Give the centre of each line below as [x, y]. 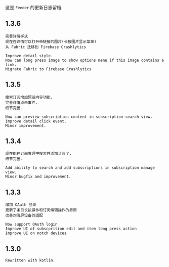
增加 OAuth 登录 [21, 205]
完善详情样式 [17, 36]
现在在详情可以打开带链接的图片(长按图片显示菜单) [51, 41]
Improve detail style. [29, 56]
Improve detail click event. [36, 121]
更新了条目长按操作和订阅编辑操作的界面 [41, 210]
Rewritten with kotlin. [30, 260]
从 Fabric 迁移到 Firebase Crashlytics [46, 47]
